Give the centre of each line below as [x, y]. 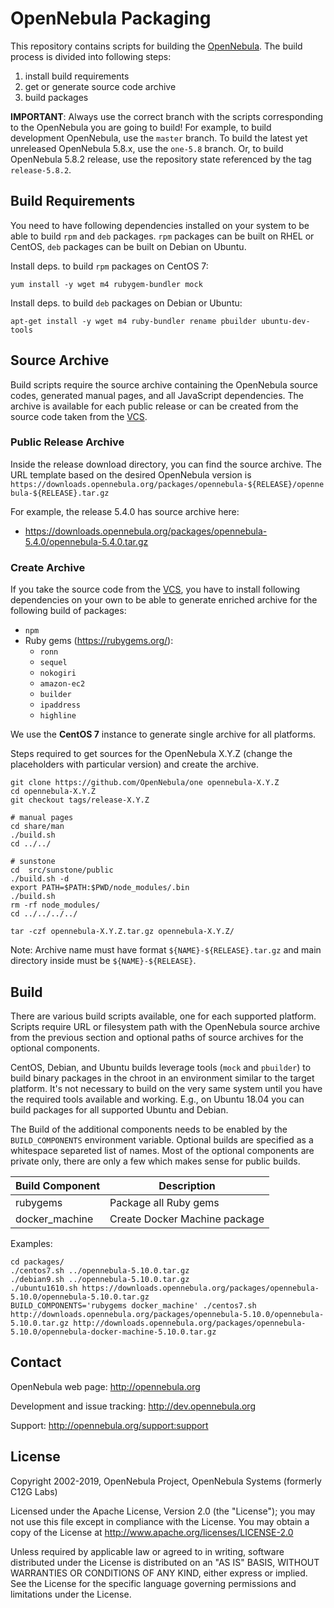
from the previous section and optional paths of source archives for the [157, 1037]
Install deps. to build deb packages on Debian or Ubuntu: [126, 303]
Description [187, 1185]
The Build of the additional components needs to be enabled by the [149, 1129]
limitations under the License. [71, 1594]
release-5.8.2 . [41, 169]
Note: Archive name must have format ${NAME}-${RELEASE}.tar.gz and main [166, 950]
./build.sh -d [40, 879]
